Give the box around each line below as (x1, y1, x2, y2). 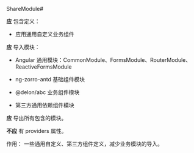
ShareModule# (6, 5, 44, 12)
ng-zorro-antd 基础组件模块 (15, 76, 85, 83)
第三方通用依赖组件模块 (15, 101, 74, 109)
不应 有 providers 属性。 (6, 127, 67, 134)
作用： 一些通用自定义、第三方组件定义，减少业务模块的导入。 (6, 140, 163, 148)
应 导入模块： (6, 44, 40, 50)
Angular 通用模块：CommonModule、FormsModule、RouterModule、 (15, 56, 192, 63)
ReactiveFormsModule (15, 63, 72, 70)
